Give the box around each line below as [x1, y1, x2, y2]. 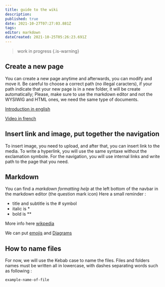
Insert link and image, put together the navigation [5, 130, 160, 138]
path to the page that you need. [5, 159, 69, 164]
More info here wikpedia [5, 221, 55, 226]
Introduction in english [5, 106, 51, 112]
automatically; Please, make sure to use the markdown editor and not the [5, 91, 153, 97]
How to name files [5, 244, 61, 253]
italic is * [12, 206, 30, 212]
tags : [5, 26, 16, 31]
